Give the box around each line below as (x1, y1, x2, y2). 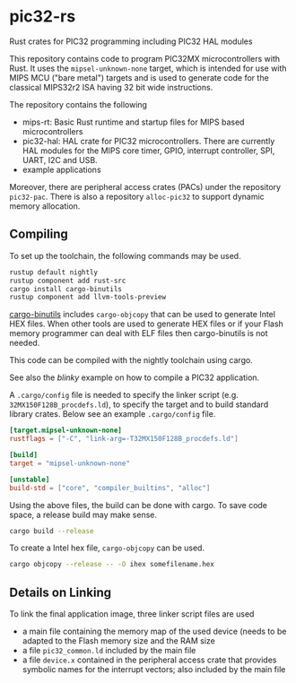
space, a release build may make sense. (9, 509, 157, 520)
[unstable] (9, 475, 50, 484)
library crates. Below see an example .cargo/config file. (9, 409, 216, 419)
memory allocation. (9, 200, 81, 212)
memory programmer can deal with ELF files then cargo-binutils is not (9, 328, 268, 339)
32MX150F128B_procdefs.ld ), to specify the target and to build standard (9, 399, 269, 410)
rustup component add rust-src (9, 276, 126, 285)
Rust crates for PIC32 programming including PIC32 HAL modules (9, 36, 253, 47)
